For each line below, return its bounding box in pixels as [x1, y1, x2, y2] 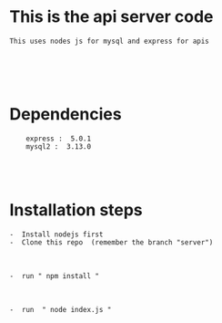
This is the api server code [9, 6, 214, 27]
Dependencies [9, 104, 122, 125]
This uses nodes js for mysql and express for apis [9, 36, 209, 46]
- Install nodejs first [9, 230, 104, 239]
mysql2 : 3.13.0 [25, 141, 92, 151]
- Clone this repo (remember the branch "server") [9, 237, 214, 247]
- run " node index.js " [9, 305, 112, 314]
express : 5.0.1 [25, 134, 92, 143]
